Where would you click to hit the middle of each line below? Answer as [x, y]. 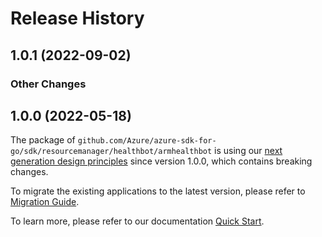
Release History [77, 18]
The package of [43, 140]
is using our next [248, 151]
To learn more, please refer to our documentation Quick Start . [137, 221]
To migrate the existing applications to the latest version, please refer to [158, 191]
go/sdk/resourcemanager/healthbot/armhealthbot [111, 152]
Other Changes [48, 84]
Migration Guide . [45, 202]
